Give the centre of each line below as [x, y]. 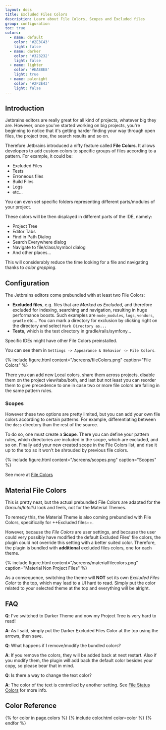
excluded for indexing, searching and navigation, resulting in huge [80, 310]
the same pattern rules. [29, 391]
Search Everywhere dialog [39, 242]
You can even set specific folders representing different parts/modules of [80, 202]
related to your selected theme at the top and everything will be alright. [78, 588]
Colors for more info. [27, 690]
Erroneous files [28, 176]
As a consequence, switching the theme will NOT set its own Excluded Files [82, 578]
